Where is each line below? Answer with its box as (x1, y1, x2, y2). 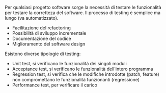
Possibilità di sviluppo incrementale (12, 30, 87, 36)
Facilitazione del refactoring (12, 25, 71, 31)
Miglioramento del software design (12, 41, 86, 47)
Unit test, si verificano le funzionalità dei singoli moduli (12, 61, 127, 66)
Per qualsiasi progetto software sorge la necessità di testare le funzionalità (5, 5, 161, 10)
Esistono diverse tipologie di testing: (5, 51, 81, 57)
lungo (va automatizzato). (5, 15, 59, 21)
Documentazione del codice (12, 35, 72, 41)
